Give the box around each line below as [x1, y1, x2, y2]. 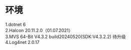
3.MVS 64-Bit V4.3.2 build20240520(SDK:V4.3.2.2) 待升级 [5, 33, 126, 39]
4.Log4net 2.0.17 [5, 39, 40, 45]
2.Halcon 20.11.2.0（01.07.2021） [5, 27, 73, 33]
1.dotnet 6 [5, 21, 26, 27]
